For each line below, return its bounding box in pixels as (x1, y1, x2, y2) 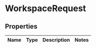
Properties (5, 22, 38, 31)
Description (42, 37, 70, 43)
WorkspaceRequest (5, 3, 86, 14)
